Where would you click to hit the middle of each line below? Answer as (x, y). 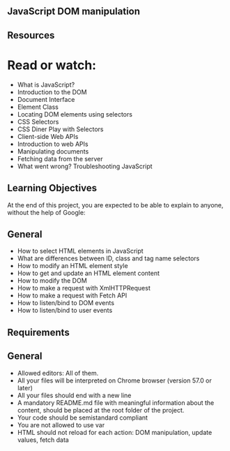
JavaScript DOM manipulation (74, 12)
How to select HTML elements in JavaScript (80, 251)
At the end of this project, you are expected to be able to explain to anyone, (115, 205)
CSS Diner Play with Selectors (60, 129)
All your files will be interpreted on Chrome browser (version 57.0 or (114, 380)
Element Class (38, 107)
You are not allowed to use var (61, 424)
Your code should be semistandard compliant (83, 417)
